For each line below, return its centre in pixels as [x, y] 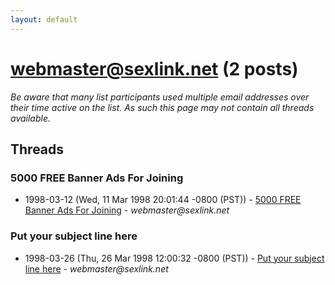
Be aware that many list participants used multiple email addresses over [160, 97]
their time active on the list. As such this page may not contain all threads [162, 107]
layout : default [44, 19]
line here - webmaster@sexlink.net [96, 268]
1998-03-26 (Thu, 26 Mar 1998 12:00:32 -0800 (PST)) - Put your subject [174, 258]
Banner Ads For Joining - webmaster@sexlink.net [127, 210]
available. [31, 118]
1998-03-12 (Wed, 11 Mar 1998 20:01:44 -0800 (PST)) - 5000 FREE [163, 200]
